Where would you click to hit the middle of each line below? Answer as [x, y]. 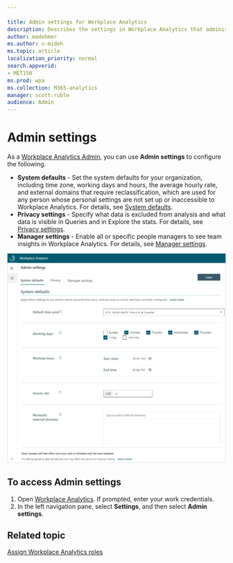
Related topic [36, 535]
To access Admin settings [64, 482]
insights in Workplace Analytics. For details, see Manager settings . [112, 244]
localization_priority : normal [52, 59]
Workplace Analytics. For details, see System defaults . [95, 207]
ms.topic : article [34, 51]
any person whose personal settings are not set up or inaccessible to [116, 200]
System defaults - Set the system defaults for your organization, [110, 177]
